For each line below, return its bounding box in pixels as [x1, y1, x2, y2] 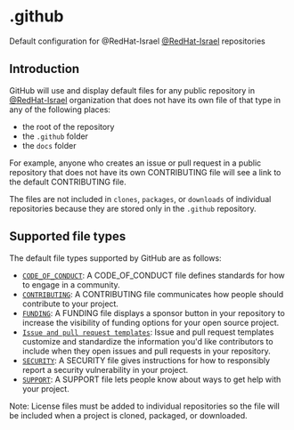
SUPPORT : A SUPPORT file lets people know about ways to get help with [21, 374, 282, 385]
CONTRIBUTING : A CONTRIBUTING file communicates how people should [21, 288, 284, 299]
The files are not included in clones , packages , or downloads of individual [9, 193, 272, 204]
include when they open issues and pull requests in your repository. [21, 345, 271, 356]
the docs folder [21, 140, 77, 150]
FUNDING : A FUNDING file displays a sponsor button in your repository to [21, 307, 285, 318]
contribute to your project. [21, 298, 118, 309]
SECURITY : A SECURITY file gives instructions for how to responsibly [21, 354, 270, 366]
